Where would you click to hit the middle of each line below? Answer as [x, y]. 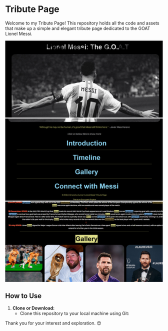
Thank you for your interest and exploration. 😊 [53, 323]
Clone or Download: [33, 308]
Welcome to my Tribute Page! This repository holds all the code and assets [82, 23]
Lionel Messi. [19, 33]
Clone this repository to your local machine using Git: [74, 313]
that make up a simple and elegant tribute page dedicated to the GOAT [78, 28]
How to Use [23, 296]
